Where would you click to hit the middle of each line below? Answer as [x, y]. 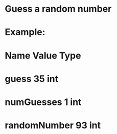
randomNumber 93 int [53, 126]
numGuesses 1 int [43, 102]
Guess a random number [58, 9]
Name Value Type [43, 55]
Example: [25, 32]
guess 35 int [32, 79]
